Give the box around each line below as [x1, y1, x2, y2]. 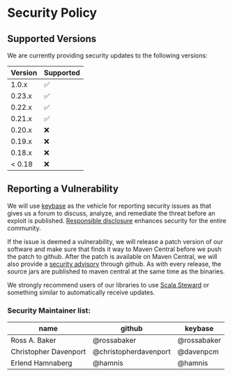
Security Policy [7, 5, 98, 21]
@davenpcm [177, 347, 219, 357]
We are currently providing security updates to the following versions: [7, 51, 208, 59]
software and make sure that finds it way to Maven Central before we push [7, 245, 222, 253]
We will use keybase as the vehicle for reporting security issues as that [7, 201, 211, 210]
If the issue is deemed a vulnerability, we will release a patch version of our [7, 237, 223, 246]
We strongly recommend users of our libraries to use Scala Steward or [7, 280, 209, 289]
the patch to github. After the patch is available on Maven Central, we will [7, 252, 218, 260]
